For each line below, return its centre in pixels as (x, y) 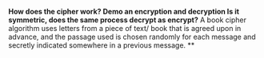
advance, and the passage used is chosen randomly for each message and (132, 37)
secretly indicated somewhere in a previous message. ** (102, 45)
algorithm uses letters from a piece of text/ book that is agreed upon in (125, 28)
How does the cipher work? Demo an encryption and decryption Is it (124, 12)
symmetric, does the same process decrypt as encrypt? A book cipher (127, 20)
